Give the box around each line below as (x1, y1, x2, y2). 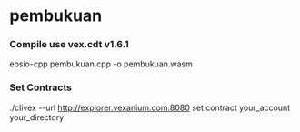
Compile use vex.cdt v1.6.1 (9, 38, 129, 51)
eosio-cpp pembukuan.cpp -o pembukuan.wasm (9, 58, 194, 69)
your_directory (9, 111, 65, 123)
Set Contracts (9, 81, 73, 94)
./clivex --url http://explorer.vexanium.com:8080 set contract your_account (9, 102, 291, 113)
